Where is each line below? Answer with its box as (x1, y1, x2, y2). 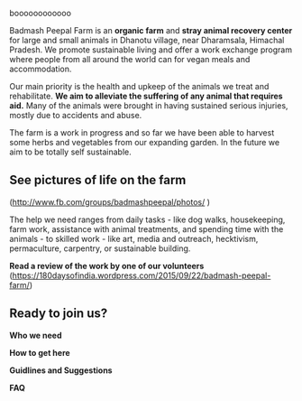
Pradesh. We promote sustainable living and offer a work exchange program (9, 44, 293, 55)
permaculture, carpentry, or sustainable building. (9, 243, 191, 254)
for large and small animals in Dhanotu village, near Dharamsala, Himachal (9, 35, 285, 45)
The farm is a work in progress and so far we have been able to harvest (9, 127, 275, 138)
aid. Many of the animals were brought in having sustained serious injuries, (9, 100, 288, 111)
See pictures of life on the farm (9, 173, 187, 188)
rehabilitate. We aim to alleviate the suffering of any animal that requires (9, 90, 283, 101)
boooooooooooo (9, 8, 72, 18)
